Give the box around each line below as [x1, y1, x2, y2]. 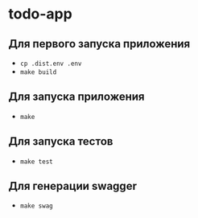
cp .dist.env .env [19, 60, 82, 68]
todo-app [8, 5, 72, 23]
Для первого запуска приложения [8, 37, 191, 51]
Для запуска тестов [8, 134, 113, 149]
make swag [19, 202, 54, 210]
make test [19, 158, 54, 166]
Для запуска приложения [8, 90, 145, 104]
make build [19, 68, 57, 76]
